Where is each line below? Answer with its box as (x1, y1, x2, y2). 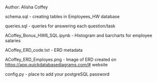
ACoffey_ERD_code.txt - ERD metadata (5, 47, 83, 53)
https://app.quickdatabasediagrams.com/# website (5, 62, 108, 67)
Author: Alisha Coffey (5, 4, 48, 10)
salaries (5, 38, 21, 43)
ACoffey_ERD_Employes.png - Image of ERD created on (5, 57, 117, 62)
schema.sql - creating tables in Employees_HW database (5, 14, 120, 19)
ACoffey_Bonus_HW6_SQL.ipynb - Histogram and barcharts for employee (5, 33, 153, 38)
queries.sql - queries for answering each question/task (5, 23, 116, 29)
